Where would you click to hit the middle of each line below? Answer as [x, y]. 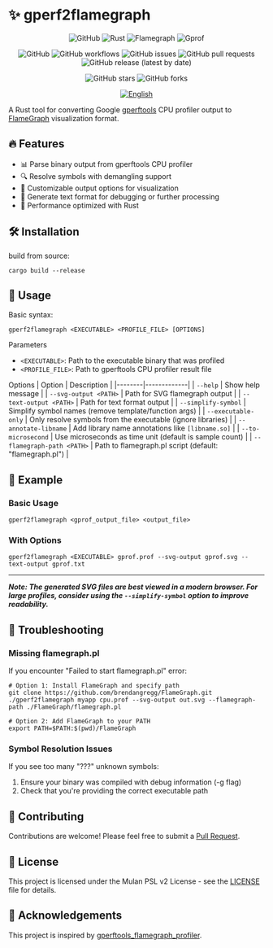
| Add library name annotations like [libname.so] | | [154, 428]
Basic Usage [34, 503]
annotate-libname [38, 429]
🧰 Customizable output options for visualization [99, 188]
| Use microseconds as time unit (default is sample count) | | [151, 437]
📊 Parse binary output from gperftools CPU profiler [106, 164]
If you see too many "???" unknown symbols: [84, 767]
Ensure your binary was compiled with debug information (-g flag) [131, 782]
